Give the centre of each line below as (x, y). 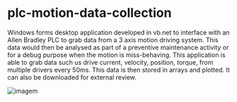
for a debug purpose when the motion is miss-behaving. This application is (116, 55)
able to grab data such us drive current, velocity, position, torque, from (110, 62)
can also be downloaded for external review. (72, 77)
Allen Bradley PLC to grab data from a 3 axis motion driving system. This (113, 39)
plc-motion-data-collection (89, 13)
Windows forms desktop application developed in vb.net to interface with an (118, 32)
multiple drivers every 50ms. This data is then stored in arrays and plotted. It (118, 70)
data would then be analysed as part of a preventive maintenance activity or (118, 47)
